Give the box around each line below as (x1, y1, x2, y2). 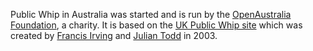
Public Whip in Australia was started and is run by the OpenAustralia (10, 9, 292, 20)
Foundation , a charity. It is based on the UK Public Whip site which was (10, 19, 303, 31)
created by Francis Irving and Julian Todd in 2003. (10, 30, 218, 41)
